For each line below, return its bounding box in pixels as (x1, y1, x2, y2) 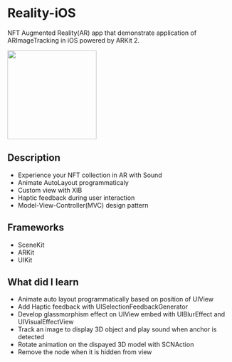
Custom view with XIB (17, 186, 83, 194)
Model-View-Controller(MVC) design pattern (17, 201, 149, 209)
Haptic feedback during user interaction (17, 193, 135, 202)
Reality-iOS (7, 5, 76, 21)
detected (17, 333, 45, 341)
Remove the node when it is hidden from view (17, 348, 152, 356)
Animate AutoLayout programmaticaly (17, 178, 130, 186)
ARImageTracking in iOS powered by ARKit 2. (7, 36, 140, 44)
